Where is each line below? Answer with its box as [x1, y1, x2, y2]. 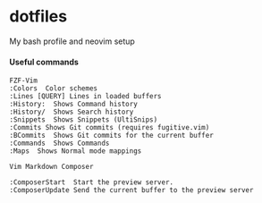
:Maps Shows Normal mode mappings [9, 147, 142, 156]
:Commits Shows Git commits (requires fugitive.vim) [9, 123, 210, 132]
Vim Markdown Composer [9, 163, 94, 172]
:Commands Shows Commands [9, 139, 110, 148]
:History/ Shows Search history [9, 107, 134, 117]
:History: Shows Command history [9, 100, 139, 109]
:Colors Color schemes [9, 84, 98, 93]
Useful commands [9, 56, 79, 67]
